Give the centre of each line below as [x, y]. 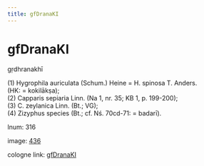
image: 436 [24, 140]
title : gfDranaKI [33, 14]
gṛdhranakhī [25, 69]
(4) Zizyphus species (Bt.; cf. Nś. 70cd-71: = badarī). [85, 113]
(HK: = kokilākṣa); [34, 90]
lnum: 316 [22, 127]
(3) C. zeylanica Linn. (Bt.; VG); [53, 105]
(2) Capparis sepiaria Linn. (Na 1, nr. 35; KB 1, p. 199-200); [93, 98]
